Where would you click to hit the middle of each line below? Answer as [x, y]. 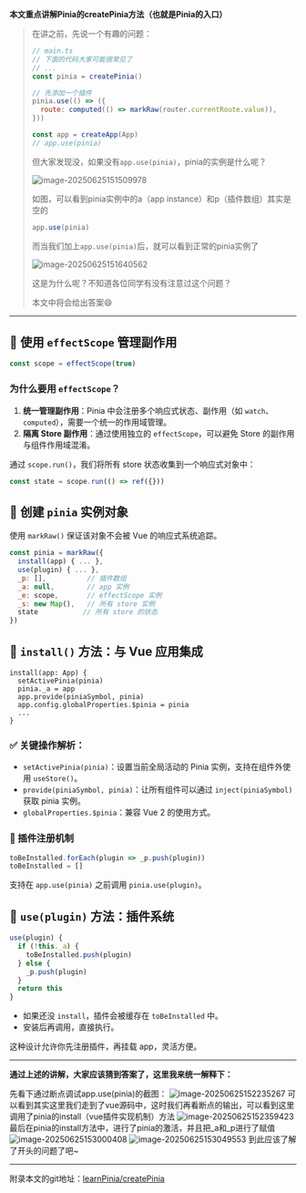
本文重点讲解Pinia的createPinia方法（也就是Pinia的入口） [118, 14]
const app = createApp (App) [85, 135]
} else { [34, 963]
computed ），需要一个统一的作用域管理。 [97, 422]
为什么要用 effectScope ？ [65, 389]
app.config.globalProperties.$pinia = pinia [103, 704]
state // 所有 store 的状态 [87, 612]
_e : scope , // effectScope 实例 [90, 595]
